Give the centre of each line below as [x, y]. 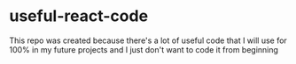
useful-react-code [79, 16]
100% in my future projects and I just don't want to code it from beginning [144, 49]
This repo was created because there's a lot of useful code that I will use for [148, 40]
